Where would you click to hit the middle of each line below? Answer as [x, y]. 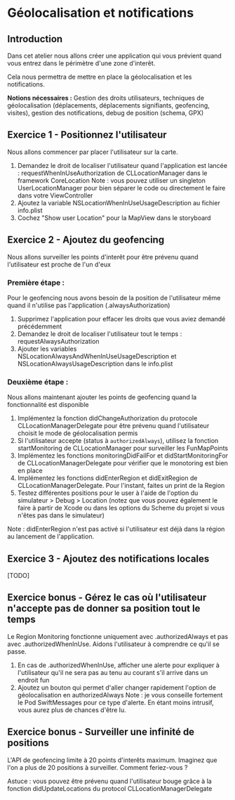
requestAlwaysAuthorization [58, 341]
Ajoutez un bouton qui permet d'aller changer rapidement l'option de [116, 688]
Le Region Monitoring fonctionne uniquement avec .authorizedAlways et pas [118, 636]
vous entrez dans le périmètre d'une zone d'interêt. [81, 63]
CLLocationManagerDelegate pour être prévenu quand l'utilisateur [113, 426]
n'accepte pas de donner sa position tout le [104, 608]
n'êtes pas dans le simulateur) [61, 515]
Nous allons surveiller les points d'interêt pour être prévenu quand [103, 257]
